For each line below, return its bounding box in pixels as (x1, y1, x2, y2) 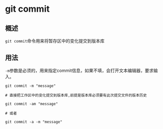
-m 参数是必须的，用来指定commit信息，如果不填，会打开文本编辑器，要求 (5, 67, 154, 73)
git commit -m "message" (5, 83, 56, 88)
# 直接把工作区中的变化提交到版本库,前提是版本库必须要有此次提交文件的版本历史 (5, 93, 147, 98)
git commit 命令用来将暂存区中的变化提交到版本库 (5, 38, 105, 43)
